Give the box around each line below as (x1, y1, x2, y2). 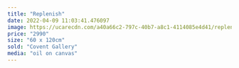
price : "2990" (7, 30, 50, 38)
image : (7, 23, 27, 30)
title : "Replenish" (7, 10, 65, 18)
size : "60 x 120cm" (7, 37, 65, 44)
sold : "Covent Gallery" (7, 43, 78, 50)
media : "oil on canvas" (7, 50, 78, 57)
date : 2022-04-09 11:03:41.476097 (7, 17, 110, 24)
